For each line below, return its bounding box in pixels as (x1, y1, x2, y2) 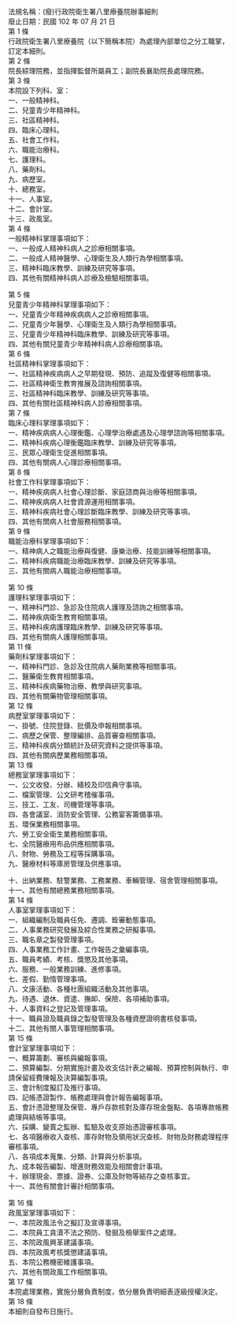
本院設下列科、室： (8, 86, 71, 95)
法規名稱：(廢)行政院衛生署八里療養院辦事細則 (8, 7, 159, 16)
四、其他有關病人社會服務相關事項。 (8, 517, 126, 526)
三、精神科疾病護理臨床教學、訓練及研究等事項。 (8, 622, 167, 631)
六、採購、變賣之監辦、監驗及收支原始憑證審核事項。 (8, 1123, 181, 1131)
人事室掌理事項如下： (8, 906, 77, 914)
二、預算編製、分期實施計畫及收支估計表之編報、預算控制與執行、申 (8, 1063, 229, 1072)
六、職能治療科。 (8, 145, 64, 154)
